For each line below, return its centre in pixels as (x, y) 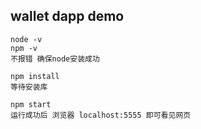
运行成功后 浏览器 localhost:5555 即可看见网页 (101, 115)
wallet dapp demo (67, 16)
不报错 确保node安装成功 (55, 59)
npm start (31, 104)
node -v (26, 39)
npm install (35, 76)
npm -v (24, 48)
